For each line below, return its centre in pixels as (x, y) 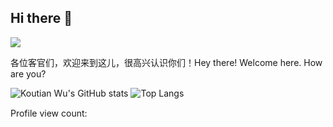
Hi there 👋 (41, 18)
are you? (28, 73)
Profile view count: (49, 113)
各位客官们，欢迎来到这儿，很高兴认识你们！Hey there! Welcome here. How (166, 62)
